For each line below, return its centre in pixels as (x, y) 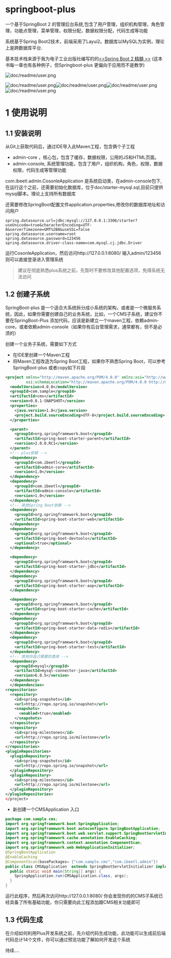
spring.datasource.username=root (41, 234)
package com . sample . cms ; (32, 819)
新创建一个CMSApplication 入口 (46, 809)
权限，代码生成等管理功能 (39, 170)
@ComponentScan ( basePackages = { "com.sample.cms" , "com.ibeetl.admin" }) (82, 861)
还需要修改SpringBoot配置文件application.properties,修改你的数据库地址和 (83, 204)
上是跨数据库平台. (24, 47)
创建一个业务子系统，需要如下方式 (41, 344)
